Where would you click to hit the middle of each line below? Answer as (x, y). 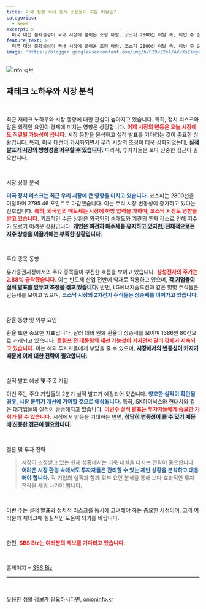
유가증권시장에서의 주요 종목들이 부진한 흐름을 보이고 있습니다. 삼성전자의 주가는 (102, 272)
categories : (21, 18)
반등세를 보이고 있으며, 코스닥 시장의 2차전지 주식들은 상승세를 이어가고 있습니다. (102, 294)
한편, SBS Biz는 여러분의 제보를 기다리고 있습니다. (66, 543)
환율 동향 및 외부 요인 (32, 320)
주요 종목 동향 (23, 259)
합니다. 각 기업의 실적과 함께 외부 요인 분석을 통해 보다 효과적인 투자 (114, 477)
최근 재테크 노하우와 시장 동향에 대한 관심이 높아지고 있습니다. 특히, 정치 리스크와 (103, 119)
